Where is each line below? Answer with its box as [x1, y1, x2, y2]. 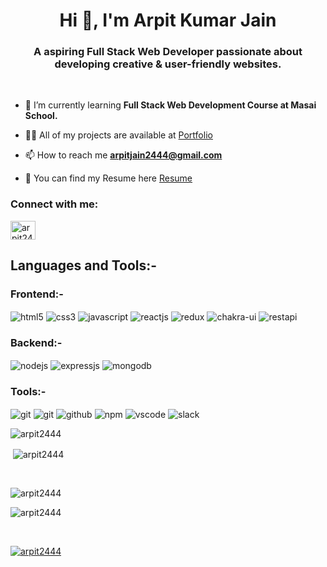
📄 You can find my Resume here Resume [24, 172, 193, 184]
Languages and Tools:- [10, 257, 158, 274]
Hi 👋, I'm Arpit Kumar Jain [59, 9, 277, 32]
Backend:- [10, 336, 63, 350]
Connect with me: [10, 197, 99, 211]
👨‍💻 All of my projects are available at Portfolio [24, 129, 213, 141]
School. [24, 110, 58, 122]
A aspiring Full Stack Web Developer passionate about [33, 45, 303, 59]
